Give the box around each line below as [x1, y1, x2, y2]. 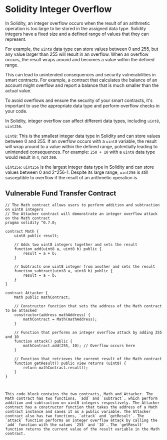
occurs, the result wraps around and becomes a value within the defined [5, 56, 155, 62]
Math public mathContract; [14, 295, 70, 300]
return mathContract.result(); [23, 365, 88, 370]
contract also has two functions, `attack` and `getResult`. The [5, 413, 144, 418]
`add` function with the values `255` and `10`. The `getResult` [5, 422, 144, 427]
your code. [5, 108, 27, 114]
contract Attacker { [5, 290, 48, 295]
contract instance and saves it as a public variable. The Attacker [5, 409, 151, 414]
